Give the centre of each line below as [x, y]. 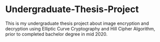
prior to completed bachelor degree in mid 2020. [57, 34]
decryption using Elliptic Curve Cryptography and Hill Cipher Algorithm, [80, 28]
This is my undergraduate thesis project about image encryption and [77, 23]
